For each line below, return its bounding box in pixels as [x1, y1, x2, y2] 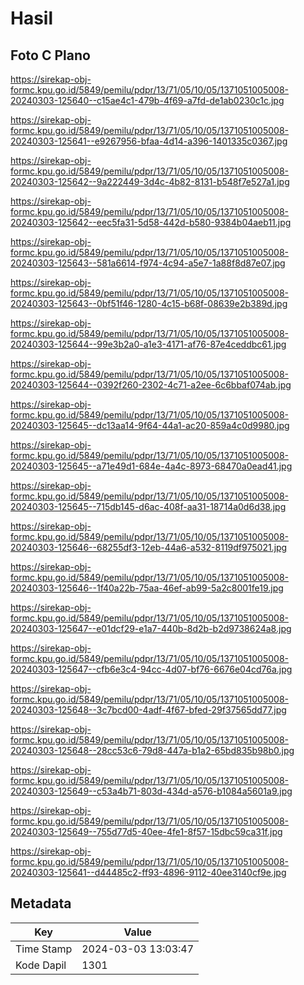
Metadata [10, 895, 72, 912]
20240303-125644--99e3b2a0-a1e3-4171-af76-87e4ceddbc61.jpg [10, 338, 287, 350]
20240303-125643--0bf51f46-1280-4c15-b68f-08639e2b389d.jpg [10, 298, 288, 309]
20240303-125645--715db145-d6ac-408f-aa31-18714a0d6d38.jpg [10, 501, 287, 512]
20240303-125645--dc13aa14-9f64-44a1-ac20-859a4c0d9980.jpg [10, 420, 290, 431]
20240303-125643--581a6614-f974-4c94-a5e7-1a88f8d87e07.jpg [10, 257, 286, 269]
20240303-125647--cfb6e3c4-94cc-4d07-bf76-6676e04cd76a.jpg [10, 663, 293, 675]
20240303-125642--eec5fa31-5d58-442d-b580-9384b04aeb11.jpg [10, 217, 292, 228]
